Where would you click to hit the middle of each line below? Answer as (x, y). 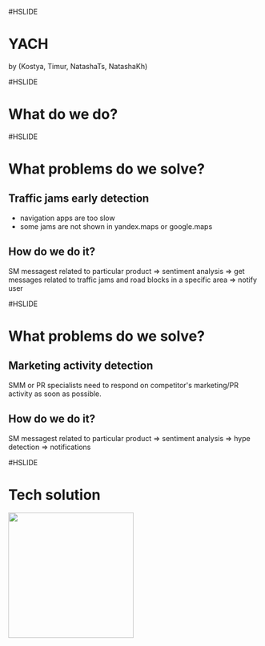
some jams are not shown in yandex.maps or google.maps (116, 226)
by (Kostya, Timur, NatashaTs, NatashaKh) (78, 66)
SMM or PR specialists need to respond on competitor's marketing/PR (123, 385)
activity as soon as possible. (55, 394)
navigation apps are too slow (67, 218)
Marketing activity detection (81, 366)
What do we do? (63, 114)
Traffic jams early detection (79, 199)
